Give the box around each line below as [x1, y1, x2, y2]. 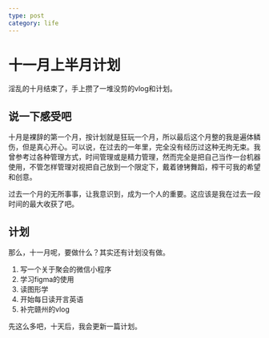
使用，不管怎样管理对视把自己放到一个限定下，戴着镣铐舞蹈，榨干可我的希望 [8, 162, 261, 172]
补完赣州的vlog [19, 304, 70, 314]
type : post [8, 11, 45, 20]
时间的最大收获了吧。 [8, 199, 78, 209]
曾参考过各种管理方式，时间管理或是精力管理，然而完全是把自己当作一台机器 [8, 153, 261, 162]
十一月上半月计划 [8, 56, 122, 74]
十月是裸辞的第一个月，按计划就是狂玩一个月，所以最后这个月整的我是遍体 [8, 133, 254, 142]
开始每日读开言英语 [19, 295, 84, 304]
